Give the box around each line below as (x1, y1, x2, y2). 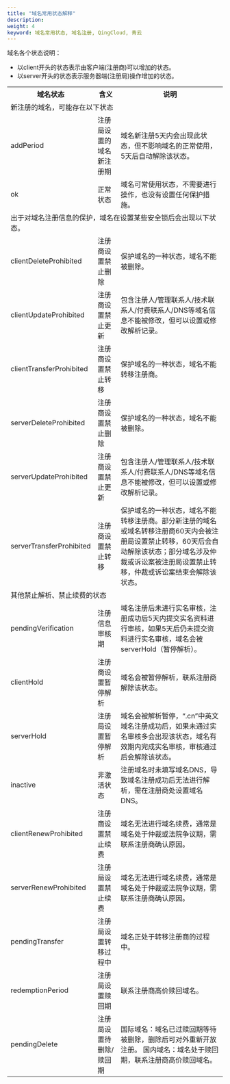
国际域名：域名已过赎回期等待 (120, 1024, 217, 1034)
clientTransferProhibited (10, 364, 88, 374)
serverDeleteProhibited (10, 418, 86, 428)
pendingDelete (10, 1039, 58, 1049)
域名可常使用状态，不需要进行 (120, 179, 217, 189)
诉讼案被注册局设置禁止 (134, 557, 210, 567)
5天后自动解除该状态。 (120, 151, 194, 161)
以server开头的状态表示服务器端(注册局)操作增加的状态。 (16, 72, 178, 80)
